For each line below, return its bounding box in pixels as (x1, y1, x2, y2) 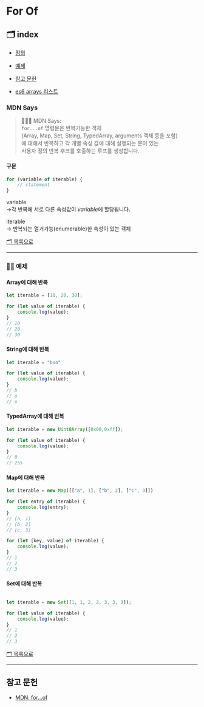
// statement (17, 182, 50, 188)
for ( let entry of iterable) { (6, 498, 86, 505)
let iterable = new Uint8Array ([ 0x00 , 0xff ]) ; (6, 426, 123, 432)
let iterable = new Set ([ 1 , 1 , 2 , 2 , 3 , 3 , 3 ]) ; (6, 599, 132, 605)
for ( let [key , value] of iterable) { (6, 538, 104, 544)
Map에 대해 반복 (6, 474, 46, 481)
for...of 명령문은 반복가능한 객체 (21, 125, 102, 132)
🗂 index (6, 29, 39, 40)
